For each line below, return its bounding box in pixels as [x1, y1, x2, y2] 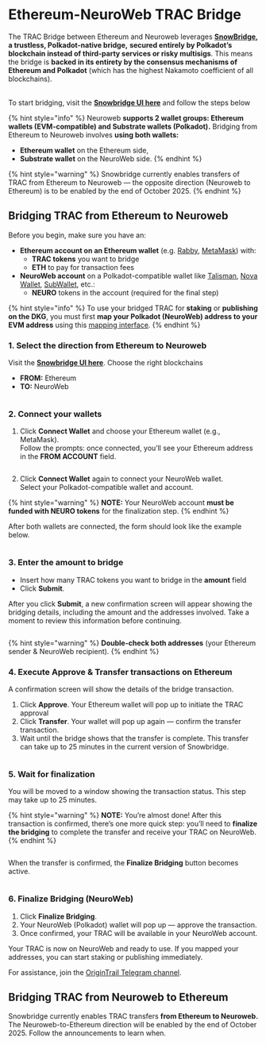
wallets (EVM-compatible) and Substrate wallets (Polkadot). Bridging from [8, 121, 258, 131]
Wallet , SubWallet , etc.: [19, 279, 95, 289]
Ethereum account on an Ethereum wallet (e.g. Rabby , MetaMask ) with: [19, 245, 256, 255]
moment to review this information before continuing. [8, 615, 183, 625]
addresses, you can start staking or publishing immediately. [8, 952, 203, 961]
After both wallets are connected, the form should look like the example [8, 522, 242, 531]
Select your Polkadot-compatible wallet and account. [19, 483, 194, 492]
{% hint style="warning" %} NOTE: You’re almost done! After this [8, 811, 222, 820]
